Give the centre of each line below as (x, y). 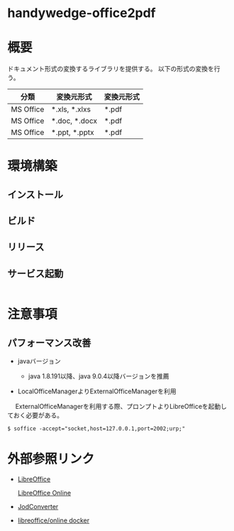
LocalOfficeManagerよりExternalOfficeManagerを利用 (97, 391)
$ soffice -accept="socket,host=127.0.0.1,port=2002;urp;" (96, 429)
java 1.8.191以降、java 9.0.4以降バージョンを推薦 (99, 376)
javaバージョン (39, 361)
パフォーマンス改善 (49, 343)
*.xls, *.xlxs (71, 109)
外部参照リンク (51, 459)
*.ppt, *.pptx (72, 133)
